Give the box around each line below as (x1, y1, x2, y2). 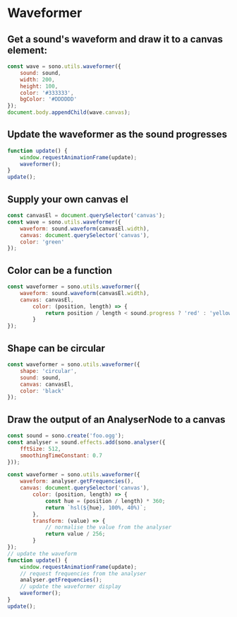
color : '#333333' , (20, 89, 74, 96)
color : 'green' (20, 238, 65, 246)
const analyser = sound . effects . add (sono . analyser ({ (7, 439, 166, 446)
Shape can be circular (7, 342, 106, 354)
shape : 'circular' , (20, 367, 78, 374)
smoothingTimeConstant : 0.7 (20, 451, 102, 459)
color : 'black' (20, 387, 65, 394)
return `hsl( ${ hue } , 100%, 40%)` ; (44, 504, 147, 511)
